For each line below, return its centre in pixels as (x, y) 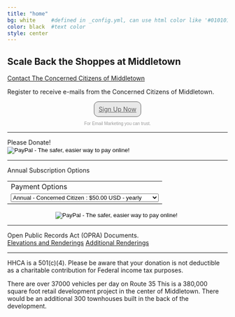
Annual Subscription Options (49, 170)
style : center (28, 33)
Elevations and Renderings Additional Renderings (78, 243)
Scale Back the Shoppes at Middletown (94, 61)
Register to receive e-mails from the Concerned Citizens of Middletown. (111, 92)
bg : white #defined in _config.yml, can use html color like (104, 20)
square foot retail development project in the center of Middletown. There (113, 291)
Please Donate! (29, 142)
